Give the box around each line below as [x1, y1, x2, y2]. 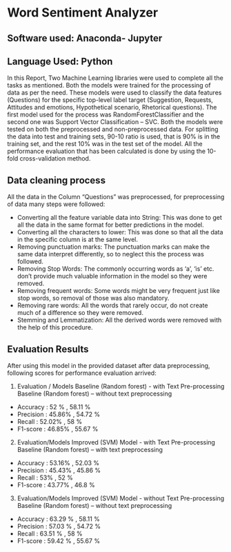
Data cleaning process [7, 174, 106, 186]
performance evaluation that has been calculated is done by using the [7, 147, 205, 156]
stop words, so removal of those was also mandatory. [17, 294, 170, 303]
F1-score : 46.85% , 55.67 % [17, 425, 99, 433]
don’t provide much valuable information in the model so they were [17, 272, 208, 280]
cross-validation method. [19, 154, 91, 163]
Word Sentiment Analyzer [7, 5, 159, 21]
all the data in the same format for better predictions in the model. [17, 221, 205, 229]
